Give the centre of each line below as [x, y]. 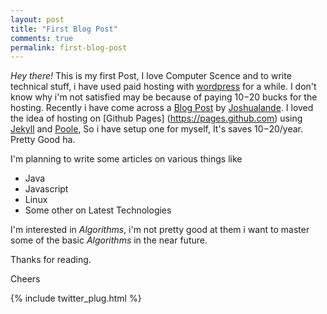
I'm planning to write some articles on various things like [126, 159]
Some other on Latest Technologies [98, 210]
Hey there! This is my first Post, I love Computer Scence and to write [151, 76]
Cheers [25, 279]
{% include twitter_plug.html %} [76, 298]
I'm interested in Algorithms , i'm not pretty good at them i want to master [160, 230]
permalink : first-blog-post [69, 47]
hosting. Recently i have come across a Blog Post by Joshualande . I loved [162, 108]
